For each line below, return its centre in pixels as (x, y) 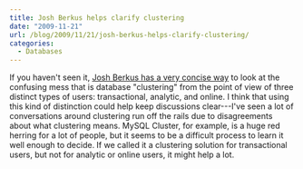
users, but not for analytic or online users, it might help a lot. (122, 154)
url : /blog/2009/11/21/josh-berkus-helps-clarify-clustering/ (129, 35)
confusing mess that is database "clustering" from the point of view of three (151, 87)
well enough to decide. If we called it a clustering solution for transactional (148, 145)
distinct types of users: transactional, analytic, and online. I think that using (149, 97)
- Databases (40, 52)
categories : (32, 43)
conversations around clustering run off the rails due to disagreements (141, 116)
